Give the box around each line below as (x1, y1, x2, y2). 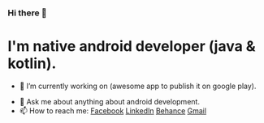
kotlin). (7, 54, 57, 73)
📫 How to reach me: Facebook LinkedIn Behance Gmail (19, 105, 207, 116)
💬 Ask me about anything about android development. (19, 96, 201, 106)
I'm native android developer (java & (7, 37, 257, 56)
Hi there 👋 (7, 7, 48, 19)
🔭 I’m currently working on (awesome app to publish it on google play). (19, 81, 257, 91)
